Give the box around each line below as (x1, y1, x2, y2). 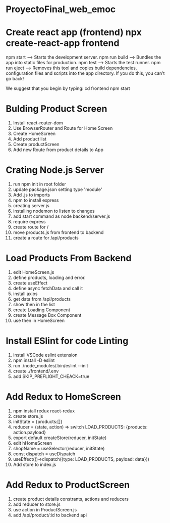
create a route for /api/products (13, 235, 79, 241)
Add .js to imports (13, 192, 50, 198)
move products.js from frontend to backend (13, 229, 104, 235)
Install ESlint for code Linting (6, 335, 129, 347)
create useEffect (13, 279, 47, 286)
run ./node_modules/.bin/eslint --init (13, 362, 88, 368)
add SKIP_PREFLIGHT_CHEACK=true (13, 373, 90, 379)
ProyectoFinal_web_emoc (6, 4, 116, 15)
